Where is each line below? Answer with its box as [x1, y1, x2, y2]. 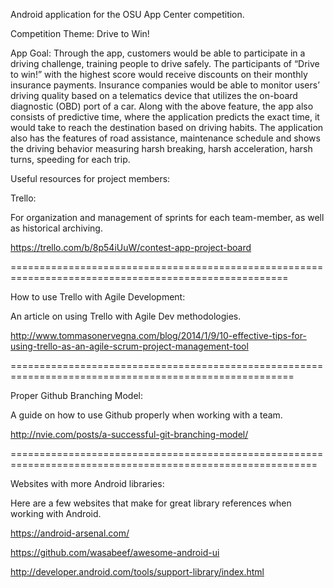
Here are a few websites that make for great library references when [10, 497, 292, 509]
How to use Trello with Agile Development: [10, 291, 186, 303]
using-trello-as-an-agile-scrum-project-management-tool [10, 340, 249, 352]
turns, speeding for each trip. [10, 154, 131, 165]
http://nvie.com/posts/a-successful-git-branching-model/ [10, 429, 249, 440]
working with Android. [10, 508, 102, 519]
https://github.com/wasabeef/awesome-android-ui [10, 547, 220, 558]
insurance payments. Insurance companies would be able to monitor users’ [10, 79, 320, 91]
